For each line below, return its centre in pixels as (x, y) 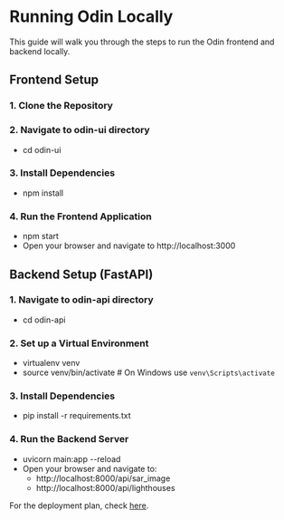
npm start (40, 236)
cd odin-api (44, 320)
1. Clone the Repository (61, 106)
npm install (43, 193)
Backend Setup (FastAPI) (81, 274)
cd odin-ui (42, 149)
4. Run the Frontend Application (80, 217)
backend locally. (40, 51)
